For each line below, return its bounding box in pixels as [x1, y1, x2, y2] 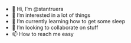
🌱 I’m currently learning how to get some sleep [11, 18, 126, 24]
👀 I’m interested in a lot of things [11, 12, 90, 19]
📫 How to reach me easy [11, 31, 74, 37]
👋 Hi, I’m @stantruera [11, 6, 64, 12]
